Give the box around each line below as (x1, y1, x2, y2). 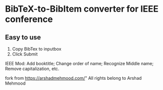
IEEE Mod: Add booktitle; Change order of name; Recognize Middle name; (5, 61, 154, 66)
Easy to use (5, 33, 41, 41)
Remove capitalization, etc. (5, 66, 60, 72)
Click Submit (12, 51, 38, 57)
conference (5, 14, 53, 25)
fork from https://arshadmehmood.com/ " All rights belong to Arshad (5, 75, 142, 81)
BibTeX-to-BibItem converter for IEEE (5, 3, 159, 15)
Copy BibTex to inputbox (12, 46, 62, 52)
